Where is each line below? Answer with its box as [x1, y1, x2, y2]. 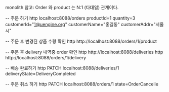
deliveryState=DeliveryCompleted [5, 71, 76, 76]
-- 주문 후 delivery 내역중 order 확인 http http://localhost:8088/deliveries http [5, 49, 163, 55]
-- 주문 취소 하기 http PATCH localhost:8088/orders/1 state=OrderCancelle [5, 81, 158, 87]
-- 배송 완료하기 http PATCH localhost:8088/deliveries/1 [5, 65, 119, 71]
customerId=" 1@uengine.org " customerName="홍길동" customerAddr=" [5, 22, 156, 27]
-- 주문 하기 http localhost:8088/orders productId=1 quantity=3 [5, 15, 136, 21]
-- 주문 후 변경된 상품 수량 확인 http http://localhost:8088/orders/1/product [5, 38, 157, 44]
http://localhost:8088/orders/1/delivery [5, 55, 87, 60]
